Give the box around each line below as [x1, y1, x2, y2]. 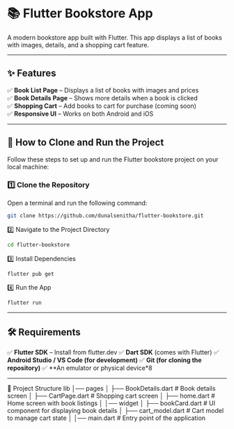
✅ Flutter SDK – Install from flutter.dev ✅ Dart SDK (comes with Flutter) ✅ [7, 348, 219, 357]
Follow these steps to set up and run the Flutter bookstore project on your [7, 155, 219, 164]
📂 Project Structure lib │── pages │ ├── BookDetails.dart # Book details [7, 384, 216, 393]
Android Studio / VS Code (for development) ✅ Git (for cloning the [7, 356, 202, 364]
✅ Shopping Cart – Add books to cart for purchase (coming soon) [7, 102, 197, 110]
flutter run [7, 299, 42, 306]
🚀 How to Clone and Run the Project [7, 136, 164, 148]
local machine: [7, 162, 49, 171]
